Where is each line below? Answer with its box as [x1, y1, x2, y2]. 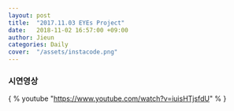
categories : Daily [8, 41, 69, 49]
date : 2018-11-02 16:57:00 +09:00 [8, 26, 128, 34]
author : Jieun [8, 33, 55, 42]
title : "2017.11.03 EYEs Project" [8, 19, 125, 27]
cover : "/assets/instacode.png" [8, 48, 118, 56]
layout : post [8, 11, 51, 20]
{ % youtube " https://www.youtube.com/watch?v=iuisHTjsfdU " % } [8, 94, 227, 103]
